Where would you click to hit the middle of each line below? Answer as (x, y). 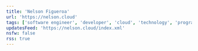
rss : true (18, 39)
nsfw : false (21, 33)
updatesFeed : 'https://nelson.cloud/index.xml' (66, 28)
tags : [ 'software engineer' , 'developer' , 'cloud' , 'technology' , (89, 22)
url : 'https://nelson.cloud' (42, 17)
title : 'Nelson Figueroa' (38, 11)
